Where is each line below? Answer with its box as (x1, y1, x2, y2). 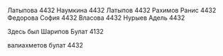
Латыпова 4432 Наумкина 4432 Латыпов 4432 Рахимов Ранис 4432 (7, 6, 217, 14)
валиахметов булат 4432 (7, 41, 84, 49)
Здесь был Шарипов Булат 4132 (7, 28, 104, 35)
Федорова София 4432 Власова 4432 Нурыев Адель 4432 (7, 13, 185, 22)
